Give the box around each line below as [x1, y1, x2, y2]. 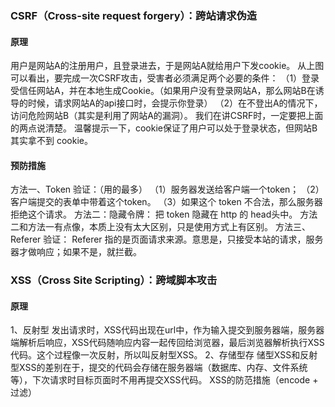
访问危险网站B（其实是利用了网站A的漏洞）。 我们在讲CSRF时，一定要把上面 [10, 110, 324, 122]
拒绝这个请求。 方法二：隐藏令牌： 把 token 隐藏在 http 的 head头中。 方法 [10, 208, 318, 221]
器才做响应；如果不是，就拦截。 [10, 246, 142, 258]
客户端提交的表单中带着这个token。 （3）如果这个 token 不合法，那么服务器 [10, 196, 323, 208]
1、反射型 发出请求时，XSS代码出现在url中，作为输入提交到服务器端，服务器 [10, 324, 325, 336]
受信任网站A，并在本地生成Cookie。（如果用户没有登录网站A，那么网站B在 [10, 85, 316, 97]
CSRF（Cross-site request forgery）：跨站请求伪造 [10, 8, 258, 22]
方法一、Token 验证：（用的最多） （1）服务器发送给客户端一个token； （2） [10, 183, 325, 196]
